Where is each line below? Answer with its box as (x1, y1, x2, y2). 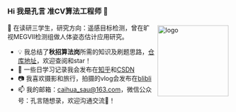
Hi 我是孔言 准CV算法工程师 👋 (7, 6, 108, 16)
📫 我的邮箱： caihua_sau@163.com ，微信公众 (17, 85, 152, 94)
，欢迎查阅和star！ (36, 57, 91, 65)
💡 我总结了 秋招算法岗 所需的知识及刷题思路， (17, 47, 149, 56)
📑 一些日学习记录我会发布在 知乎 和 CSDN (17, 65, 135, 74)
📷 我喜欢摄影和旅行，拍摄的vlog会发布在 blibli (17, 74, 152, 83)
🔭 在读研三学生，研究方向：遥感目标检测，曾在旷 (7, 23, 150, 33)
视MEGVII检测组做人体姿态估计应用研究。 (7, 33, 129, 41)
